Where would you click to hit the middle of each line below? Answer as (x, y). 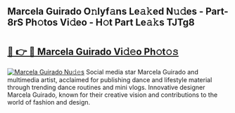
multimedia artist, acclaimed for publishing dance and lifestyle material (110, 80)
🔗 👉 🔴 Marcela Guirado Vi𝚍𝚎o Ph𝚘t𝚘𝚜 (93, 52)
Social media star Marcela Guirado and (142, 72)
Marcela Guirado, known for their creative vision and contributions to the (113, 95)
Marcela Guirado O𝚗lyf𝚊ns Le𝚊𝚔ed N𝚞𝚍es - (106, 12)
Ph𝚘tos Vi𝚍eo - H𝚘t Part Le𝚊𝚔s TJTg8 (110, 23)
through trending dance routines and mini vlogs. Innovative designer (106, 87)
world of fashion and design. (49, 102)
